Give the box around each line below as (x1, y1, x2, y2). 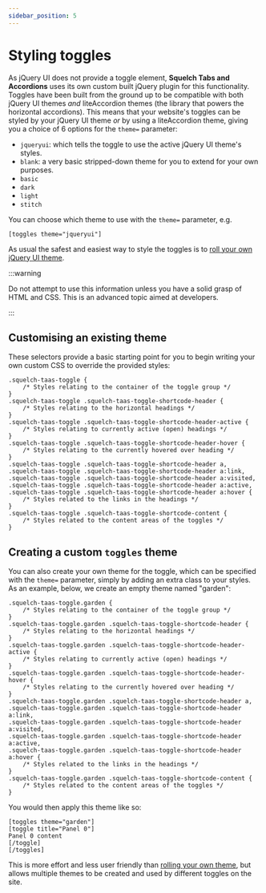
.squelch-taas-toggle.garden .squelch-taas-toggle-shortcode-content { (8, 774, 252, 782)
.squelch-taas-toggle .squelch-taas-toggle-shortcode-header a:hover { (8, 488, 252, 497)
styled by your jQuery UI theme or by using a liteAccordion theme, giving (8, 115, 248, 125)
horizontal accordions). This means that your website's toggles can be (8, 107, 241, 116)
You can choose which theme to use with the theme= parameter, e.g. (8, 214, 232, 224)
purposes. (19, 165, 54, 175)
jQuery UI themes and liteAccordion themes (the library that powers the (8, 98, 244, 108)
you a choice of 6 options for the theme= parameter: (8, 123, 178, 133)
